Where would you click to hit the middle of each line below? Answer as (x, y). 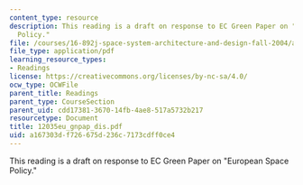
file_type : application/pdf (62, 51)
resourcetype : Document (54, 118)
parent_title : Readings (54, 93)
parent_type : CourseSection (62, 102)
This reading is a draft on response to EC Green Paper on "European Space (149, 161)
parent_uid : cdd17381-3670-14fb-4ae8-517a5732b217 (106, 110)
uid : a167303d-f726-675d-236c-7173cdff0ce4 (92, 135)
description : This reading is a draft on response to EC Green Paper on (149, 26)
